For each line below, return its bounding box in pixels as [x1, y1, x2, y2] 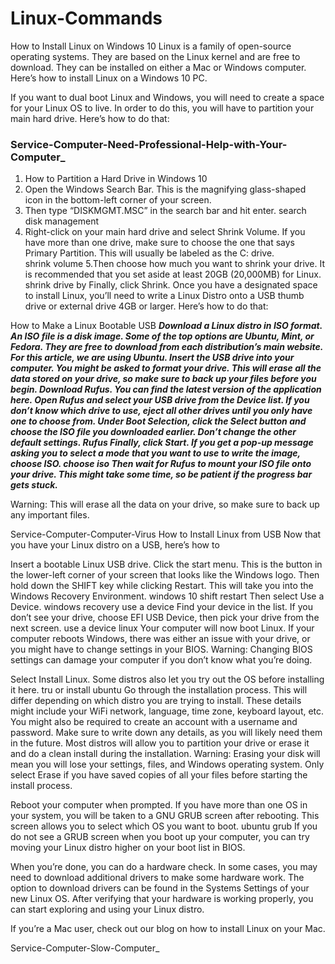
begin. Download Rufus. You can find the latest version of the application [10, 383, 322, 396]
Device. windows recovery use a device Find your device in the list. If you [10, 601, 313, 613]
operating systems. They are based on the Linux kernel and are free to [10, 50, 301, 62]
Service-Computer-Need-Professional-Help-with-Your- [10, 137, 288, 151]
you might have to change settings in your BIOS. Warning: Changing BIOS [10, 643, 313, 656]
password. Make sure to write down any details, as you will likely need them [10, 727, 323, 739]
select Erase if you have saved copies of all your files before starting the [10, 769, 308, 781]
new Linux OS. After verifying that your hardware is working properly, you [10, 893, 314, 905]
